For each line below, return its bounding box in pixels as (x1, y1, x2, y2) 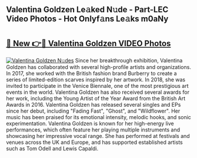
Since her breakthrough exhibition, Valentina (75, 57, 183, 64)
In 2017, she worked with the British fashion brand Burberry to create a (6, 70, 178, 77)
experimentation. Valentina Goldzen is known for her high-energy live (6, 120, 175, 127)
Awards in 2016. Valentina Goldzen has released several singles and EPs (6, 101, 181, 108)
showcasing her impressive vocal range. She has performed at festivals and (6, 133, 190, 139)
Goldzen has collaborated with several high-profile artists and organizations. (6, 64, 191, 70)
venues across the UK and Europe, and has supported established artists (6, 139, 183, 146)
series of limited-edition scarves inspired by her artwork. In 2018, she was (6, 76, 186, 83)
